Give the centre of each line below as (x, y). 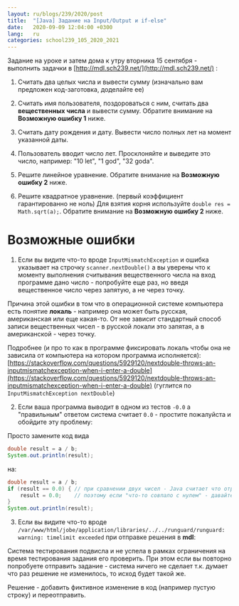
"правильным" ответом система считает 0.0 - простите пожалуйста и (124, 415)
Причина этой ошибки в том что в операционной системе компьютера (116, 304)
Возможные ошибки (71, 240)
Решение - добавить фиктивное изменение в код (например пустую (111, 588)
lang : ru (23, 34)
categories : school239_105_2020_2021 (63, 41)
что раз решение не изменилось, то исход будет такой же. (97, 574)
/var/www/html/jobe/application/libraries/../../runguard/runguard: (121, 531)
